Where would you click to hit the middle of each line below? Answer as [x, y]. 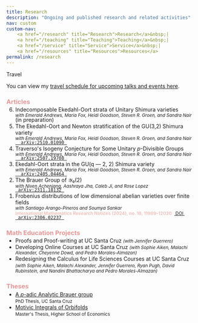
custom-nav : [21, 29]
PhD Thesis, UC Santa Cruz [44, 301]
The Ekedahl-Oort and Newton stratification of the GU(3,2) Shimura [99, 126]
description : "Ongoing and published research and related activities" [98, 18]
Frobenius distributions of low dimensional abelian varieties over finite [102, 196]
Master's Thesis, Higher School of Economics [62, 314]
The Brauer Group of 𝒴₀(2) [48, 180]
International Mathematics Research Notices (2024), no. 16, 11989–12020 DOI [99, 214]
